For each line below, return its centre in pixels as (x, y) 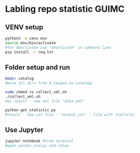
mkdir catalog (20, 79)
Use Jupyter (24, 130)
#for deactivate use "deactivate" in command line (58, 48)
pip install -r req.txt (29, 52)
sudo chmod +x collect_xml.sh (36, 92)
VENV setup (24, 27)
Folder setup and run (38, 67)
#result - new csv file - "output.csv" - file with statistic (70, 115)
